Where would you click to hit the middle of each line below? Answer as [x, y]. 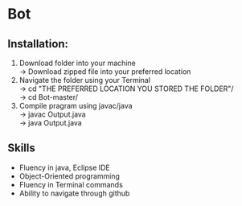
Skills [21, 148]
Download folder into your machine [77, 63]
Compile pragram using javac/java [76, 106]
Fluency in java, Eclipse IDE [64, 167]
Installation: [38, 44]
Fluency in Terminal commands [71, 184]
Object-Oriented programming [69, 176]
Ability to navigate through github [74, 193]
